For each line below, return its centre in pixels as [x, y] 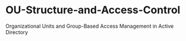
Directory [17, 32]
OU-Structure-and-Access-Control [93, 10]
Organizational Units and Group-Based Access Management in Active [90, 26]
